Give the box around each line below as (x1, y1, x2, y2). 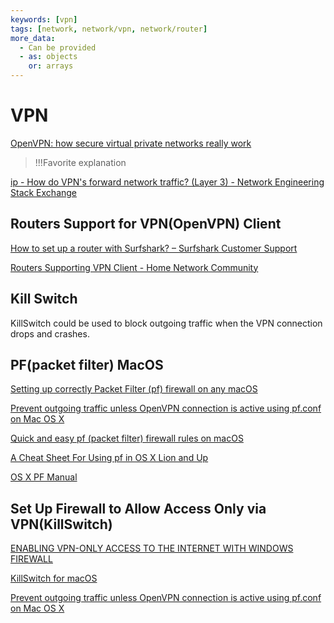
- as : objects (19, 52, 78, 62)
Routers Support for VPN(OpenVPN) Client (10, 216, 282, 233)
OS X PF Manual (10, 471, 78, 483)
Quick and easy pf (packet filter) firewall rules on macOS (10, 432, 244, 445)
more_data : (10, 33, 56, 43)
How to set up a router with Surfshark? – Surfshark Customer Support (10, 242, 298, 254)
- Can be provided (19, 42, 97, 53)
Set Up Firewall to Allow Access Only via (10, 500, 267, 517)
